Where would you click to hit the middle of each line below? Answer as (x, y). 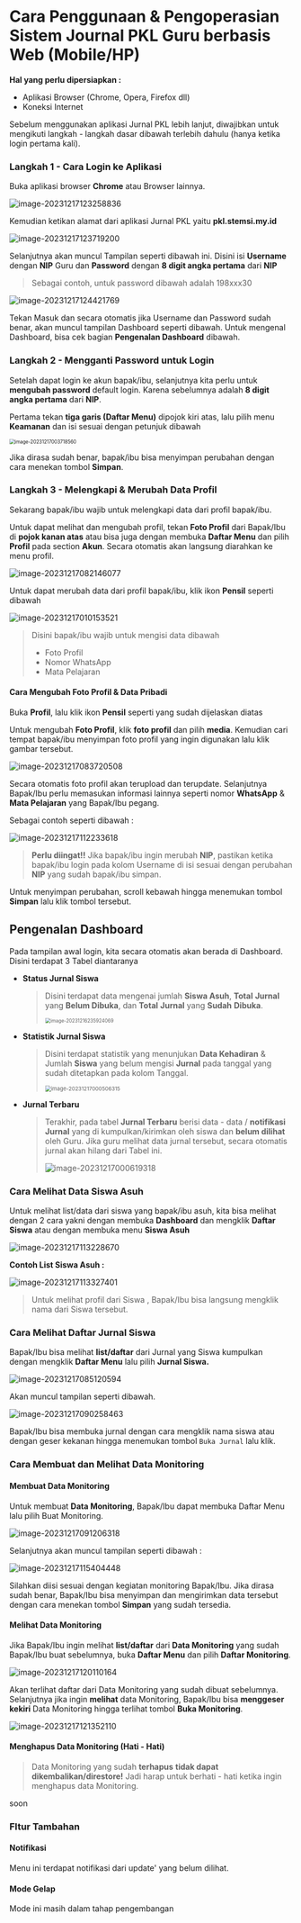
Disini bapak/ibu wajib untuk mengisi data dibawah (125, 635)
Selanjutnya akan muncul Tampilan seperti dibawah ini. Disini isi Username (148, 256)
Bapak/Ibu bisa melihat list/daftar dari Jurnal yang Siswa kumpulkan (136, 1352)
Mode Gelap (32, 1889)
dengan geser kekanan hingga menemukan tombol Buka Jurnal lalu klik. (142, 1441)
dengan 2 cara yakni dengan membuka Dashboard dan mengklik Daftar (142, 1221)
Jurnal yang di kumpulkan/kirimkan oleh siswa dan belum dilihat (165, 1131)
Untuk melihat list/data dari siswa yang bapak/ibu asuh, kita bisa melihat (143, 1211)
